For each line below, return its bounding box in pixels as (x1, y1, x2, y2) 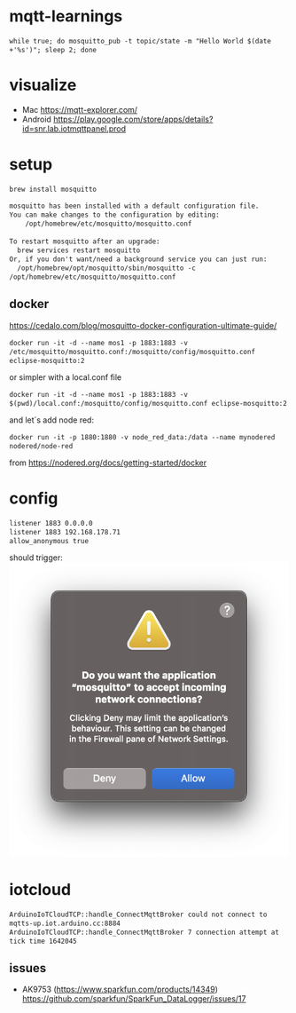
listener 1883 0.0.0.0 (9, 518, 93, 527)
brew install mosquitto (9, 185, 97, 194)
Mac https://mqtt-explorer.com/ (21, 104, 138, 115)
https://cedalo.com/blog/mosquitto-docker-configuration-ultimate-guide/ (9, 320, 277, 330)
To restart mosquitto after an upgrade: (9, 237, 161, 246)
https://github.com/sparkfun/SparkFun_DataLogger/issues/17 (21, 993, 246, 1004)
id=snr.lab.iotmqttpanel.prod (21, 123, 127, 134)
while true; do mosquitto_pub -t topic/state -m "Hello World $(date (9, 36, 272, 45)
